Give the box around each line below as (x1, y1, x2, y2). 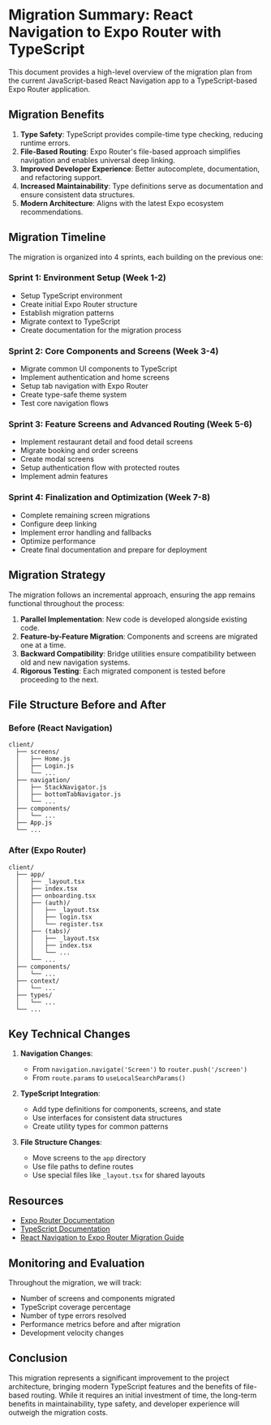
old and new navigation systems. (19, 657, 131, 667)
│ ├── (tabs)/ (15, 927, 71, 935)
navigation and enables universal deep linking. (19, 155, 176, 165)
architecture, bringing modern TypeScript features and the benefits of (8, 1381, 242, 1391)
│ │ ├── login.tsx (15, 913, 92, 921)
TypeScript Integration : (19, 1089, 101, 1099)
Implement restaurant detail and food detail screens (19, 437, 193, 447)
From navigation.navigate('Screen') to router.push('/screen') (32, 1065, 247, 1074)
